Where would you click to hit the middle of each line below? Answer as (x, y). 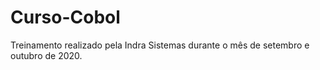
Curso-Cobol (65, 17)
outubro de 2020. (46, 55)
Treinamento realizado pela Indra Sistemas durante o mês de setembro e (160, 45)
